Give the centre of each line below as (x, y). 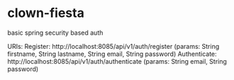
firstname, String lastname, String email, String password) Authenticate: (112, 54)
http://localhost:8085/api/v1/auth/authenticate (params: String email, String (117, 61)
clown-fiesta (46, 13)
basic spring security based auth (55, 33)
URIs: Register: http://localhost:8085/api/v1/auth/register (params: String (113, 46)
